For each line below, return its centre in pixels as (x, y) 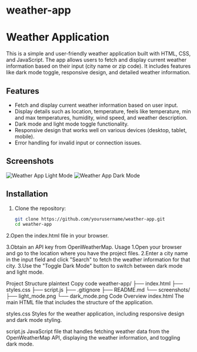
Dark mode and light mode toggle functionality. (71, 124)
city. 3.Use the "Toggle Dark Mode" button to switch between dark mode (94, 266)
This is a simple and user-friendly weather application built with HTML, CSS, (98, 54)
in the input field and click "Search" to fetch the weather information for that (98, 259)
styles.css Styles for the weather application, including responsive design (95, 314)
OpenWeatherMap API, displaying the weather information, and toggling (93, 338)
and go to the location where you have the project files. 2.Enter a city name (97, 254)
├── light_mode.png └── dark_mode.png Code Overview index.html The (95, 296)
